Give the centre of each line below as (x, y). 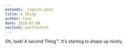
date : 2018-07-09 (23, 23)
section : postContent (27, 28)
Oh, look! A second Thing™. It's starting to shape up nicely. (64, 41)
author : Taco (18, 18)
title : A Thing (21, 14)
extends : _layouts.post (29, 9)
